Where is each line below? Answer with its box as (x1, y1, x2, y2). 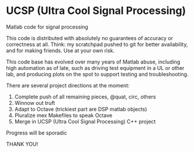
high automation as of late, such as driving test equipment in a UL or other (6, 64, 185, 71)
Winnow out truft (14, 99, 56, 106)
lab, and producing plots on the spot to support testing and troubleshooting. (6, 70, 189, 77)
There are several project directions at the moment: (6, 82, 130, 89)
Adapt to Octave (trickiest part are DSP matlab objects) (14, 105, 147, 112)
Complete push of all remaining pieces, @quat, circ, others (14, 93, 156, 100)
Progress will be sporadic (6, 129, 67, 136)
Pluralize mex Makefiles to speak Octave (14, 112, 113, 119)
